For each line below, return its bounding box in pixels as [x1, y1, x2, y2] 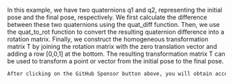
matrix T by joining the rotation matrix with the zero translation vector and [7, 43, 217, 50]
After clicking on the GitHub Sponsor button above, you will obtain [7, 70, 213, 77]
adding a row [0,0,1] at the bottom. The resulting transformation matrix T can [7, 50, 225, 58]
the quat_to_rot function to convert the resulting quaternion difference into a [7, 28, 225, 36]
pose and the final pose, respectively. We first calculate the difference [7, 13, 207, 21]
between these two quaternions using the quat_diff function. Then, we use [7, 21, 220, 28]
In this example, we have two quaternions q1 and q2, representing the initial [7, 6, 223, 14]
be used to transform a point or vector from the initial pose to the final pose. [7, 57, 224, 65]
